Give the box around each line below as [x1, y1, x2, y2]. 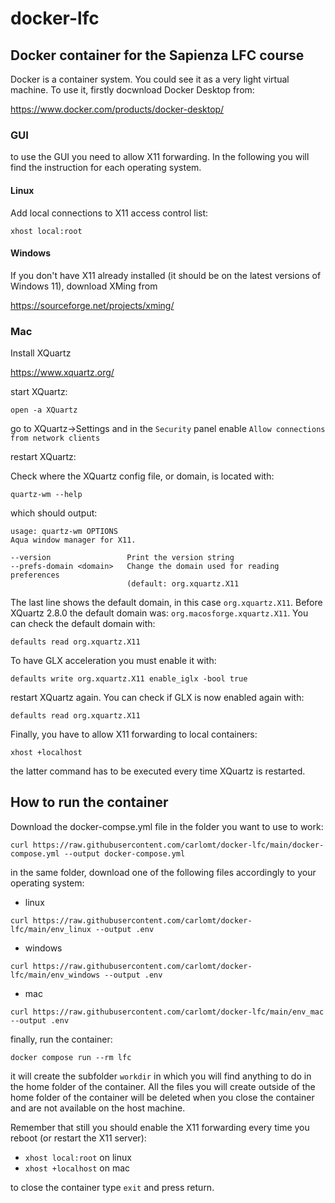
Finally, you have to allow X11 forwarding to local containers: [10, 728, 258, 740]
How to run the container [10, 794, 169, 811]
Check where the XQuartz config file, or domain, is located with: [10, 470, 275, 482]
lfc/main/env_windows [10, 970, 101, 980]
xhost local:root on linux [24, 1151, 132, 1163]
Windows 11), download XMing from [10, 280, 158, 292]
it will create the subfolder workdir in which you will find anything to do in [10, 1070, 312, 1082]
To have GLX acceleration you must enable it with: [10, 655, 217, 666]
